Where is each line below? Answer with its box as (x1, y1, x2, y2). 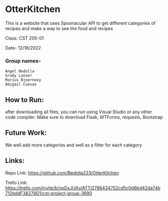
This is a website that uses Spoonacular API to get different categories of (5, 20, 156, 26)
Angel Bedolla (5, 69, 35, 74)
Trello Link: (5, 179, 28, 185)
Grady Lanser (5, 73, 32, 78)
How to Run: (5, 95, 44, 104)
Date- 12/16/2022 (5, 45, 41, 51)
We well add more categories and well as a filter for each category (5, 142, 142, 148)
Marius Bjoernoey (5, 78, 41, 83)
